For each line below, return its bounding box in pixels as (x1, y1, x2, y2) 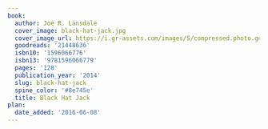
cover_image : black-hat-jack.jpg (14, 26, 126, 34)
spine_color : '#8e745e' (14, 86, 94, 95)
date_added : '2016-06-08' (14, 109, 102, 117)
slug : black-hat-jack (14, 79, 87, 87)
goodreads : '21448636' (14, 42, 90, 50)
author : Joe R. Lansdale (14, 19, 98, 27)
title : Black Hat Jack (14, 94, 90, 102)
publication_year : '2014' (14, 71, 102, 79)
